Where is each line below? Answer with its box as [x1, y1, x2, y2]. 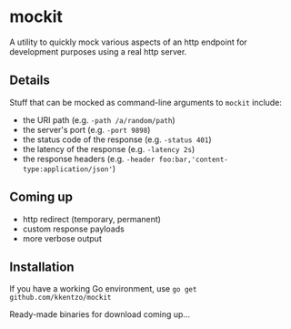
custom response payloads [22, 223, 125, 234]
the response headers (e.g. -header [22, 153, 156, 164]
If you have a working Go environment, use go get [9, 283, 197, 294]
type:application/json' [22, 164, 114, 174]
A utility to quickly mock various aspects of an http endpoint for [9, 36, 247, 47]
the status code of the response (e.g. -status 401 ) [22, 134, 212, 145]
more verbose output [22, 232, 102, 243]
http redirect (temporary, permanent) [22, 213, 162, 224]
